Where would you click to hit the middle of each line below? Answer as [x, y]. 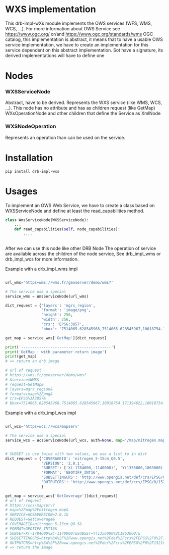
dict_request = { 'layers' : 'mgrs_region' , [50, 306]
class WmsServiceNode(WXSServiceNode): [47, 220]
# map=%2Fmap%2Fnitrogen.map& [37, 510]
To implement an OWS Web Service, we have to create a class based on [80, 205]
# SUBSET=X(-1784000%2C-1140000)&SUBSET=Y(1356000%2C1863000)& [73, 533]
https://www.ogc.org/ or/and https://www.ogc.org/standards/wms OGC [79, 34]
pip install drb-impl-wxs [32, 171]
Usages [21, 191]
